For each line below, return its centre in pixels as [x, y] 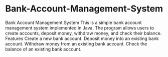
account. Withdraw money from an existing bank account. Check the [76, 43]
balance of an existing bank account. [43, 49]
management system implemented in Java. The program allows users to [80, 27]
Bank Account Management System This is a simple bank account [73, 22]
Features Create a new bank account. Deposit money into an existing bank [82, 38]
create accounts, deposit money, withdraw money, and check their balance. [83, 33]
